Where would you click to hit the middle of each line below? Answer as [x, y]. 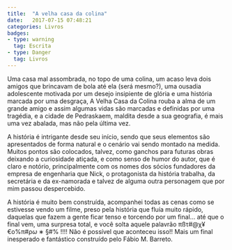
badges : [18, 33]
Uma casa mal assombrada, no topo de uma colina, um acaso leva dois [109, 79]
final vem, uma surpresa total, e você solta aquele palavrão [92, 224]
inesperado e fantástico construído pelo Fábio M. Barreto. [90, 239]
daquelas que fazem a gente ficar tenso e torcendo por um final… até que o [116, 217]
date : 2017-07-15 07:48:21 [49, 20]
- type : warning [31, 40]
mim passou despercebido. [46, 188]
